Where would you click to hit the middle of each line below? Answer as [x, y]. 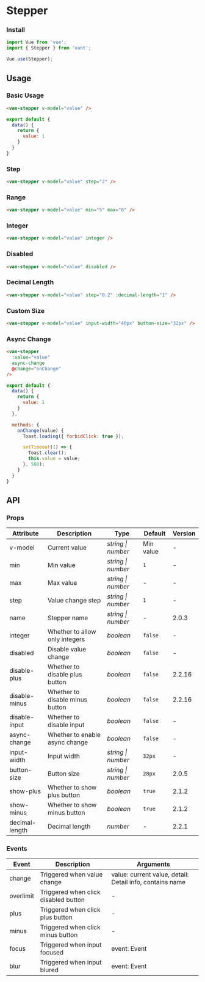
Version [184, 533]
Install [16, 30]
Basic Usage [25, 95]
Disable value [67, 650]
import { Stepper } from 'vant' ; [49, 48]
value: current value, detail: [150, 874]
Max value [63, 583]
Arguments [154, 864]
